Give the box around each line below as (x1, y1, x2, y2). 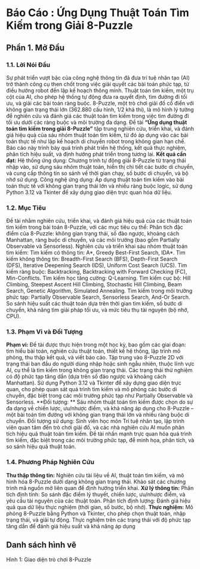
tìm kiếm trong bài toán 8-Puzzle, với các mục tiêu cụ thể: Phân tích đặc (6, 223, 183, 231)
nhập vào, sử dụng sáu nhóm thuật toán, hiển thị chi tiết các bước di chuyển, (6, 163, 195, 170)
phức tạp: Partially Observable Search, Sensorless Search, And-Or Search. (6, 293, 190, 301)
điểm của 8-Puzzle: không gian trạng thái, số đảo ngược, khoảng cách (6, 230, 180, 237)
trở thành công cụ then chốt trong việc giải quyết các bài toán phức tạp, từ (6, 80, 190, 87)
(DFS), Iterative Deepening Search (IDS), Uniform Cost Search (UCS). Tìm (6, 262, 187, 269)
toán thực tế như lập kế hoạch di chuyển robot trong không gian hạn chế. (6, 138, 186, 145)
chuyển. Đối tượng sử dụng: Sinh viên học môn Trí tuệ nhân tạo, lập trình (6, 417, 185, 425)
